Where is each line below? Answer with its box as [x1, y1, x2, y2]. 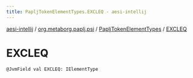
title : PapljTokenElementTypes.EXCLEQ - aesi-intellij [6, 8, 147, 15]
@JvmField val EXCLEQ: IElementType [6, 66, 98, 72]
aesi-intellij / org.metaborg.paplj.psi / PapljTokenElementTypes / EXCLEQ [6, 25, 187, 32]
